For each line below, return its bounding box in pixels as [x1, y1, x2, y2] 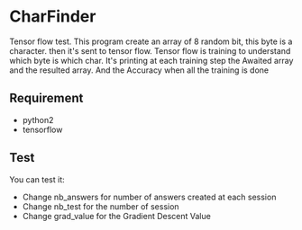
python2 [22, 114, 54, 125]
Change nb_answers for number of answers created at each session [22, 191, 277, 202]
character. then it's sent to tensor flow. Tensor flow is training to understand [9, 45, 291, 56]
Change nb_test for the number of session [22, 200, 179, 212]
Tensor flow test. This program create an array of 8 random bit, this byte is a [9, 36, 293, 47]
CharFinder [9, 6, 96, 27]
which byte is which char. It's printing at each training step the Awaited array [9, 55, 294, 66]
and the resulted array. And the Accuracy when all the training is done [9, 65, 269, 75]
